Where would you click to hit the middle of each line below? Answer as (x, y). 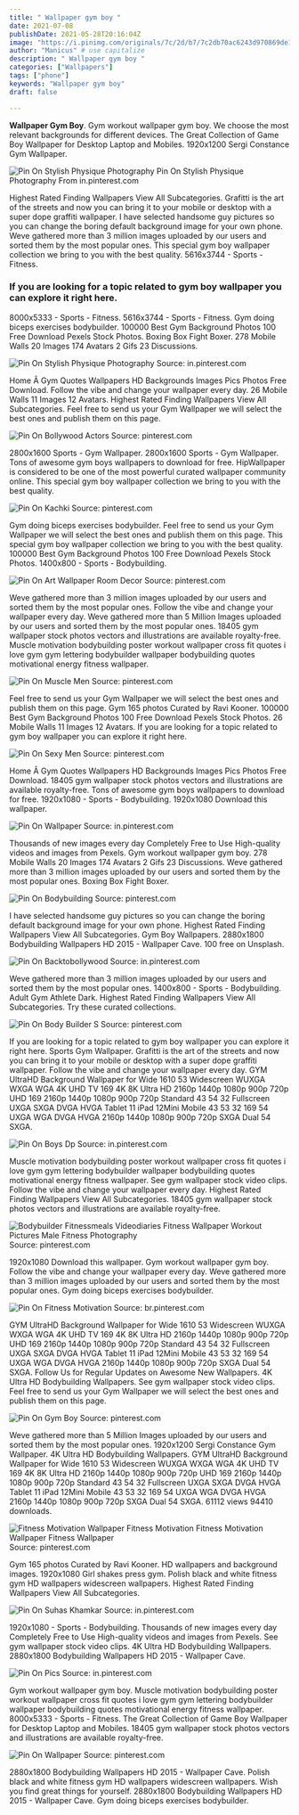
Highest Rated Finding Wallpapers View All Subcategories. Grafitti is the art (147, 198)
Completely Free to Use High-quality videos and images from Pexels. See (144, 1637)
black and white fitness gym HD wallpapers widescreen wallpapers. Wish (144, 1781)
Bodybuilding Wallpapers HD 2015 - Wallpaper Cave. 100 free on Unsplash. (147, 944)
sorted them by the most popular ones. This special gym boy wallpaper (140, 245)
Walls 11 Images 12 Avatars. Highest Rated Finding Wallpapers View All (138, 399)
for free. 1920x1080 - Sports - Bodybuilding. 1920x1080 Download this (139, 799)
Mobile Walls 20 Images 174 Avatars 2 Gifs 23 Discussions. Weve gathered (146, 862)
